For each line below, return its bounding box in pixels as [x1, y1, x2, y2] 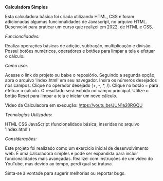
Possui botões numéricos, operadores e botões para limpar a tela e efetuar [5, 48, 155, 54]
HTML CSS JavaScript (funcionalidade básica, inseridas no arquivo [5, 121, 140, 127]
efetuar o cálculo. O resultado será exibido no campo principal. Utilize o [5, 88, 149, 93]
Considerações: [5, 136, 37, 141]
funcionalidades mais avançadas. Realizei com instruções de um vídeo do [5, 156, 153, 161]
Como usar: [5, 63, 29, 68]
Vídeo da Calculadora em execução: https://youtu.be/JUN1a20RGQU [5, 102, 143, 108]
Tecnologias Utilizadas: [5, 112, 53, 118]
